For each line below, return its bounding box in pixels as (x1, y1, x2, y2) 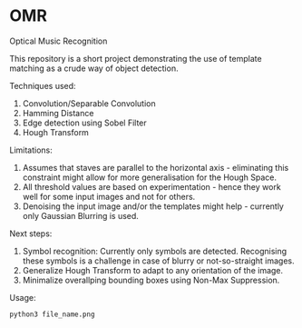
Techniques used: (9, 80, 76, 91)
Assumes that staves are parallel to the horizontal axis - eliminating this (22, 162, 289, 173)
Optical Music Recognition (9, 35, 108, 46)
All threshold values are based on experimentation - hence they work (22, 181, 281, 192)
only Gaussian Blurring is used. (22, 210, 139, 221)
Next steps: (9, 228, 53, 239)
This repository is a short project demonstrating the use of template (9, 53, 262, 64)
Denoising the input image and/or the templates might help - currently (22, 201, 284, 212)
